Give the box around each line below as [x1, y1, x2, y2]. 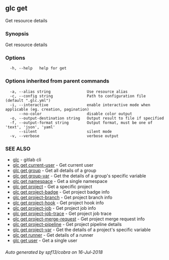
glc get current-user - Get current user [12, 162, 94, 168]
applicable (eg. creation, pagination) [5, 106, 90, 112]
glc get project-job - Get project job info [12, 205, 96, 211]
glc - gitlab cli [12, 157, 41, 163]
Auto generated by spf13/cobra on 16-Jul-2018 [5, 249, 103, 255]
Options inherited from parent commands [5, 78, 110, 85]
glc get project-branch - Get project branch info [12, 195, 113, 200]
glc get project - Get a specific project [12, 183, 93, 190]
